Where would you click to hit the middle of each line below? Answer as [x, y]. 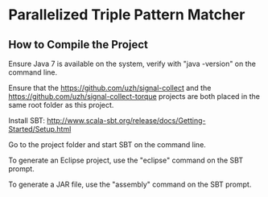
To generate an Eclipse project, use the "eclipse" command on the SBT [126, 160]
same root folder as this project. [61, 105]
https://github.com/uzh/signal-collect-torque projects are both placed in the [134, 96]
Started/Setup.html [40, 129]
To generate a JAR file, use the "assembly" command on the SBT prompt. [130, 184]
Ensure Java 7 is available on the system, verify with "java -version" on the [132, 64]
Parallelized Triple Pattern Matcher [127, 15]
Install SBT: [27, 121]
